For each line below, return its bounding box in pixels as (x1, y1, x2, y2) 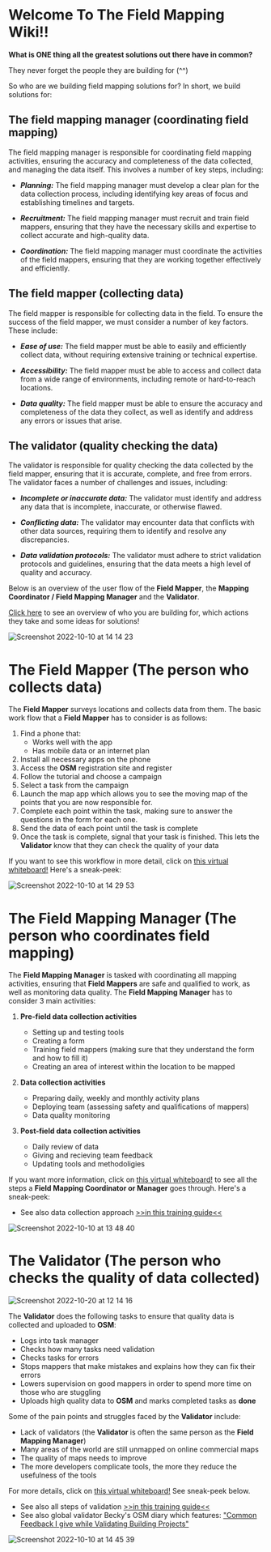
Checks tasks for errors (19, 1353, 100, 1362)
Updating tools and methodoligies (32, 1159, 146, 1169)
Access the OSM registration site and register (19, 763, 172, 773)
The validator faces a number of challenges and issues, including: (8, 478, 228, 488)
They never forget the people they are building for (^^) (8, 65, 188, 75)
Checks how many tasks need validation (19, 1345, 155, 1354)
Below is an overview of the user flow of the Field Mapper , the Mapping (8, 583, 249, 593)
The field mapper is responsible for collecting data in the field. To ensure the (8, 308, 264, 318)
